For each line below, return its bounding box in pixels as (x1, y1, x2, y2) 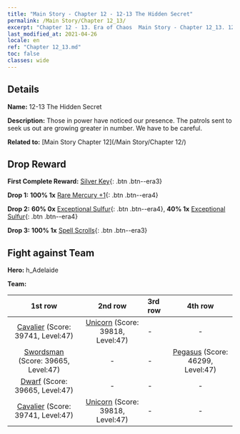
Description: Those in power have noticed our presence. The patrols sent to (7, 116, 232, 125)
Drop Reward (7, 158, 66, 170)
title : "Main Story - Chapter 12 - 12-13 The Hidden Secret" (7, 10, 194, 18)
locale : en (7, 37, 40, 44)
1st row (31, 301, 58, 311)
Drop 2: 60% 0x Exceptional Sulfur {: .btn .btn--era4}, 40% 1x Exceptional (7, 205, 226, 213)
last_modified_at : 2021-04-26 (7, 30, 98, 38)
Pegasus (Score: (172, 347, 229, 357)
